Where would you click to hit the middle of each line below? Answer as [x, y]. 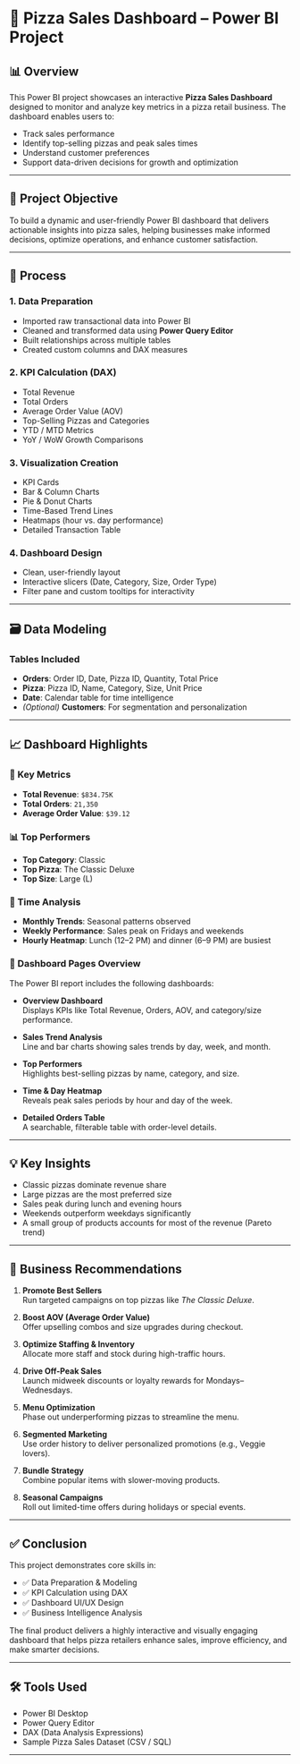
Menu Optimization [58, 1408]
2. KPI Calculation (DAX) [63, 372]
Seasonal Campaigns [62, 1497]
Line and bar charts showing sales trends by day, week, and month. [146, 1046]
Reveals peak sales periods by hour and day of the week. [127, 1100]
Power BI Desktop [55, 1713]
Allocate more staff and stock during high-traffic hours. [124, 1354]
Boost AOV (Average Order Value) [86, 1317]
